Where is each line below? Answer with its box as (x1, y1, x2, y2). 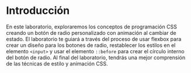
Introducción (6, 4, 70, 17)
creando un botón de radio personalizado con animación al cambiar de (6, 29, 176, 36)
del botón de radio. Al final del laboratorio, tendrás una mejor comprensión (6, 54, 186, 61)
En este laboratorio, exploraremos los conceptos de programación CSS (6, 23, 177, 30)
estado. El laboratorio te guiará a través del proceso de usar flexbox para (6, 35, 182, 42)
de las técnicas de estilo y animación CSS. (6, 60, 108, 67)
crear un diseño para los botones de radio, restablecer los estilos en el (6, 42, 176, 49)
